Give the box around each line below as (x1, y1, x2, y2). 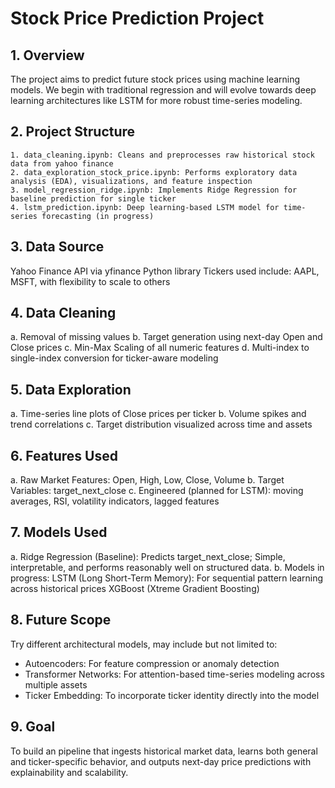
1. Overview (10, 47, 85, 64)
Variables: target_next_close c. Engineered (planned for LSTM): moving (10, 485, 304, 497)
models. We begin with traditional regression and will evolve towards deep (10, 84, 317, 96)
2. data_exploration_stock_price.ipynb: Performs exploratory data (10, 167, 298, 177)
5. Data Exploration (10, 381, 132, 398)
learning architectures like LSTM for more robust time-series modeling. (10, 95, 303, 106)
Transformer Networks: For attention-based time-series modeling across (24, 668, 325, 680)
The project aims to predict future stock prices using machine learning (10, 73, 301, 85)
